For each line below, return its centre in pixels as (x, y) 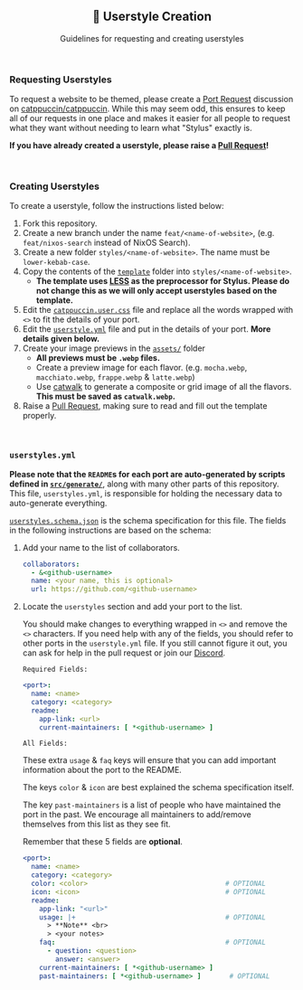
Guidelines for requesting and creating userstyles (152, 38)
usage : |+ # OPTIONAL (153, 917)
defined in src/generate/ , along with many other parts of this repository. (144, 484)
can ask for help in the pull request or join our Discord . (124, 653)
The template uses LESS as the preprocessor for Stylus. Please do (163, 281)
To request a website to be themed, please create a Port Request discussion (151, 99)
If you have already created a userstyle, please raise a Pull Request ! (139, 146)
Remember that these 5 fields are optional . (103, 842)
